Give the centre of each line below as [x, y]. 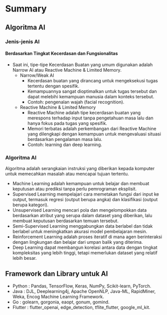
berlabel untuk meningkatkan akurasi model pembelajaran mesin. [80, 231]
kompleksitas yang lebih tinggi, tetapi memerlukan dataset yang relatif [85, 253]
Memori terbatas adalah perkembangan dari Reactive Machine [92, 128]
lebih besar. [24, 258]
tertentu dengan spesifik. [53, 86]
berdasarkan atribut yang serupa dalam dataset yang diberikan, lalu [82, 215]
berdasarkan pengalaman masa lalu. [65, 139]
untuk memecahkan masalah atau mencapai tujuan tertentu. [67, 174]
